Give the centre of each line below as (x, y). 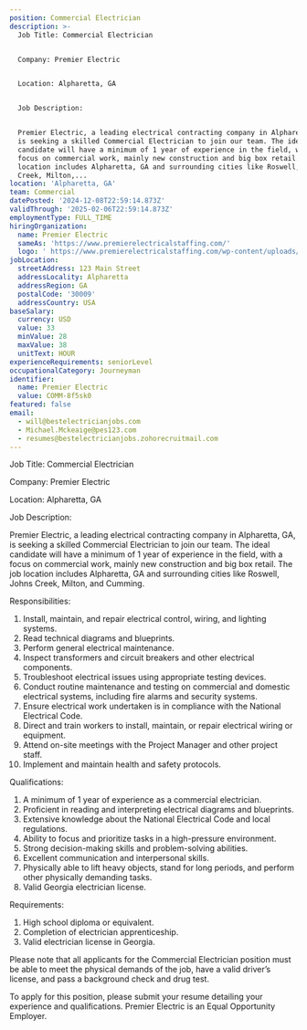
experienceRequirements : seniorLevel (81, 362)
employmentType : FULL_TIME (61, 217)
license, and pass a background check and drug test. (110, 979)
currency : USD (44, 320)
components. (48, 667)
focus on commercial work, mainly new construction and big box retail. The (151, 564)
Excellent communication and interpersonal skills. (116, 858)
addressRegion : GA (53, 285)
